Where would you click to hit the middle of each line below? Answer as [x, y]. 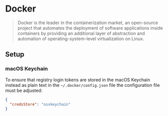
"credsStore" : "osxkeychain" [40, 104]
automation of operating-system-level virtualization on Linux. [81, 39]
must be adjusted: [24, 90]
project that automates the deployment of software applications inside [90, 28]
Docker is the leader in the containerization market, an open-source [88, 23]
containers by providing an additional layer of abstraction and [81, 33]
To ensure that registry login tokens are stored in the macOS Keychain [78, 80]
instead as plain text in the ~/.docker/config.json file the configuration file [82, 85]
